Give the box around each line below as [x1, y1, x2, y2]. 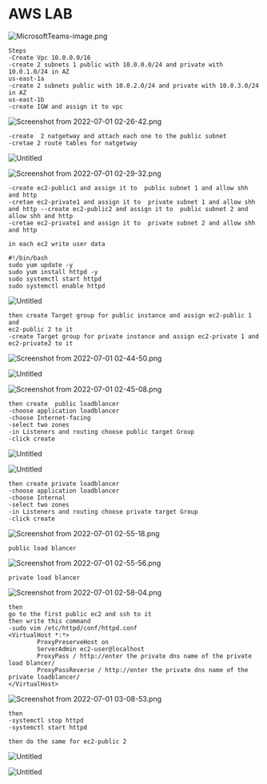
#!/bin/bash [8, 253, 48, 262]
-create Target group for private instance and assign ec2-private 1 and [8, 332, 260, 340]
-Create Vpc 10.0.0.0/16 [8, 54, 91, 62]
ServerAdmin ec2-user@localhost [37, 645, 145, 653]
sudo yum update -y [8, 261, 74, 269]
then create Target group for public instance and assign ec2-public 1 [8, 311, 252, 320]
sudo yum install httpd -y [8, 268, 98, 276]
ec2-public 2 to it [8, 325, 74, 333]
